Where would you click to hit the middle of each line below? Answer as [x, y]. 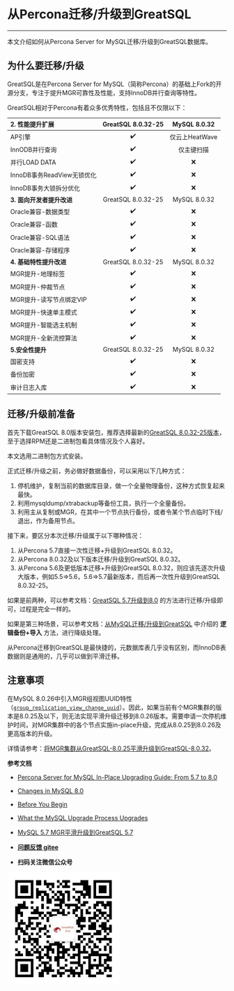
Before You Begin [42, 804]
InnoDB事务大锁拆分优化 [45, 188]
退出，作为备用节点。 [48, 520]
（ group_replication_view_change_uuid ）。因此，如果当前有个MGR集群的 [111, 707]
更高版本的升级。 [32, 733]
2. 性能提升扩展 [32, 124]
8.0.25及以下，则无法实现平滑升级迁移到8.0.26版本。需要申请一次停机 [120, 716]
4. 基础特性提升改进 [38, 262]
